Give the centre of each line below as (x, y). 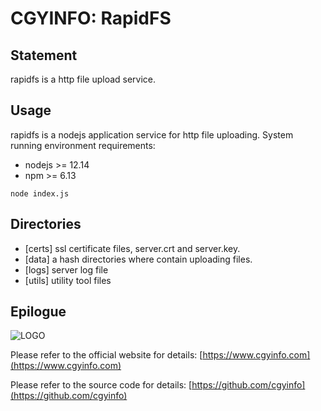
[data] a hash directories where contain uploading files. (138, 259)
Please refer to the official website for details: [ (106, 355)
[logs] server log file (66, 269)
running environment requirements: (83, 145)
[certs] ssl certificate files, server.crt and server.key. (132, 248)
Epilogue (38, 312)
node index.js (40, 193)
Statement (44, 55)
